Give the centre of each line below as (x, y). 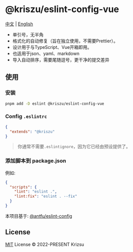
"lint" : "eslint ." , (36, 192)
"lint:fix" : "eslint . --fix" (46, 197)
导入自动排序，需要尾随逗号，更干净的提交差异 (61, 59)
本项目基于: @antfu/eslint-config (39, 216)
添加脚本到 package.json (36, 161)
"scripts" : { (23, 187)
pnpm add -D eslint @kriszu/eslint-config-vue (55, 104)
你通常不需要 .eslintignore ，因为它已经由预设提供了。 (74, 147)
